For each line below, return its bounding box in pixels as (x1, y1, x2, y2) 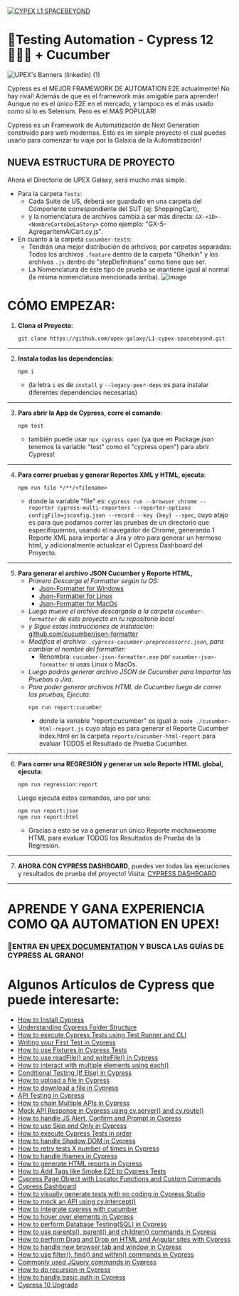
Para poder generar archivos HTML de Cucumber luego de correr (28, 682, 222, 691)
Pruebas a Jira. (28, 674, 74, 684)
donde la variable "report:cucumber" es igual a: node (38, 716, 193, 725)
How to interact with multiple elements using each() (17, 1061, 169, 1069)
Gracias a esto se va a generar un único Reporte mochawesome (28, 826, 217, 834)
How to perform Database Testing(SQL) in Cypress (17, 1220, 167, 1228)
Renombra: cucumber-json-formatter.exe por (38, 652, 171, 661)
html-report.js (38, 725, 84, 732)
